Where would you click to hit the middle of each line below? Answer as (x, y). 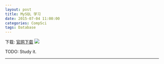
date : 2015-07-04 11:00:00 (32, 18)
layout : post (18, 9)
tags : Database (20, 28)
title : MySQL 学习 (23, 14)
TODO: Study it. (21, 52)
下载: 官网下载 (19, 42)
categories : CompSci (26, 23)
